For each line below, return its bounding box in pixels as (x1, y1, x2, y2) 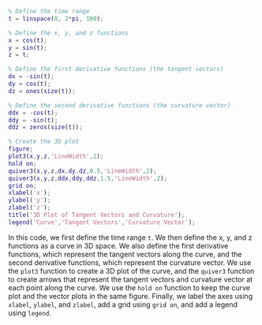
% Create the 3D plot (8, 138, 80, 146)
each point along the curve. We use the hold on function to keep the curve (8, 282, 251, 292)
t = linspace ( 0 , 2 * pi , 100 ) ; (8, 14, 104, 23)
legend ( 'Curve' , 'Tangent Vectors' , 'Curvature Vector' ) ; (8, 218, 196, 226)
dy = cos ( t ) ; (8, 80, 51, 88)
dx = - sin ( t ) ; (8, 73, 55, 80)
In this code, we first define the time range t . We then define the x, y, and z (8, 233, 253, 242)
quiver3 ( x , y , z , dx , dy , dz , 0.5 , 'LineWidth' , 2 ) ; (8, 166, 157, 175)
